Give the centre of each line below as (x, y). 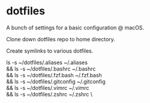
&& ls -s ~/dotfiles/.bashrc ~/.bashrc (51, 69)
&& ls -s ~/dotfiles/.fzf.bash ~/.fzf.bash (54, 75)
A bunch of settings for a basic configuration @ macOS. (75, 28)
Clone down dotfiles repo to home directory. (61, 39)
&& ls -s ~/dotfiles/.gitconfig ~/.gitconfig (56, 81)
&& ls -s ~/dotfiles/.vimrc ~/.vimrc (48, 87)
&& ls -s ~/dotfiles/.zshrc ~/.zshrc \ (49, 94)
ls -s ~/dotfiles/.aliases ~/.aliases (47, 62)
